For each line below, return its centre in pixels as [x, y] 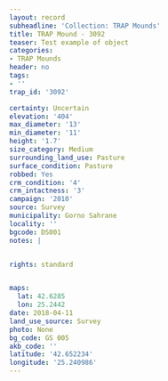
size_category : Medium [51, 150]
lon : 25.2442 [41, 305]
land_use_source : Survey [55, 321]
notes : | [25, 240]
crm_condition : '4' [45, 182]
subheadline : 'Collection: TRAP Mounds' [85, 26]
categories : [31, 51]
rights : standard [41, 264]
